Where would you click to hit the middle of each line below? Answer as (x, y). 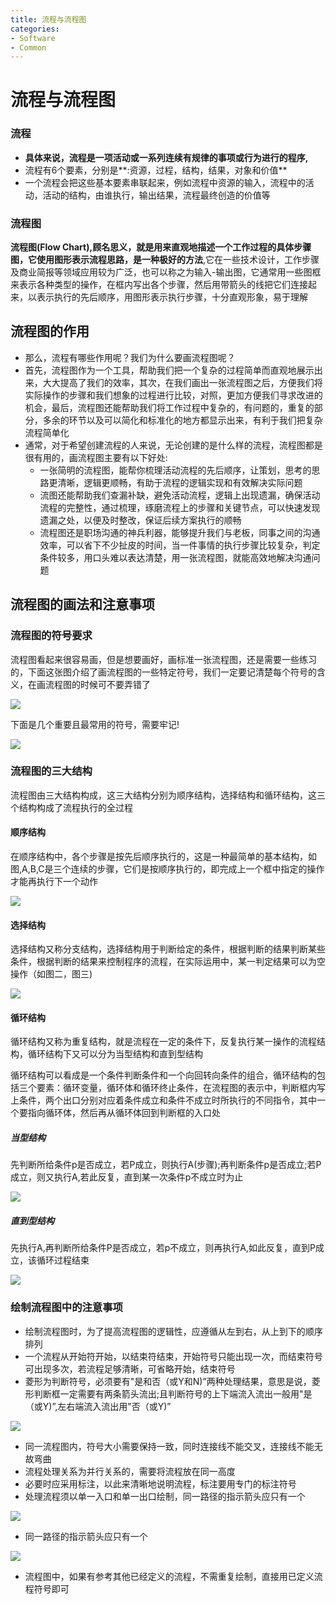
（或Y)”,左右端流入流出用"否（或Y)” (98, 1406)
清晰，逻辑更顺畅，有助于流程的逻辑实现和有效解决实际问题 (180, 482)
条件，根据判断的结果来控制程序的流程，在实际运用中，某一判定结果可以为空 (168, 962)
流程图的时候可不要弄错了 (97, 684)
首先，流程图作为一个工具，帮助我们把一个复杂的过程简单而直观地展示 (169, 370)
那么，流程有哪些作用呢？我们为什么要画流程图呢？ (130, 357)
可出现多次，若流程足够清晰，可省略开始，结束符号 (130, 1368)
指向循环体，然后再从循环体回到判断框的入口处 (124, 1113)
